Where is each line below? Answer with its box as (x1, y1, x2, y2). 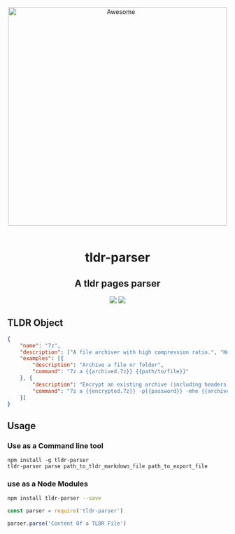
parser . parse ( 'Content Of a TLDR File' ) (7, 520, 127, 527)
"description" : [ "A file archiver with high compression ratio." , (20, 349, 218, 356)
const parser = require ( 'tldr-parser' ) (7, 507, 124, 514)
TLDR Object (7, 317, 64, 329)
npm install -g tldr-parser (7, 457, 90, 464)
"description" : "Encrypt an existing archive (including (32, 381, 201, 388)
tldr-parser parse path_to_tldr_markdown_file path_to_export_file (7, 463, 208, 470)
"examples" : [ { (20, 355, 64, 362)
